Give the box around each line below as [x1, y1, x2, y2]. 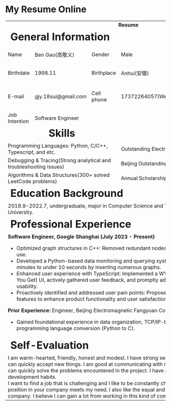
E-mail [8, 93, 24, 100]
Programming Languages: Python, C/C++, [8, 142, 108, 149]
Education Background [10, 187, 124, 199]
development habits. [8, 373, 57, 380]
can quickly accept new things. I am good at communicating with [8, 360, 163, 367]
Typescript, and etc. [8, 149, 56, 156]
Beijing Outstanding [121, 160, 168, 167]
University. [8, 209, 34, 216]
